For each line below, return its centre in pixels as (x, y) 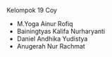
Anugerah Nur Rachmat (51, 46)
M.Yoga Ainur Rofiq (45, 24)
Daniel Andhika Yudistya (52, 39)
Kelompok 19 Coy (32, 10)
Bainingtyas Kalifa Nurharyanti (61, 31)
